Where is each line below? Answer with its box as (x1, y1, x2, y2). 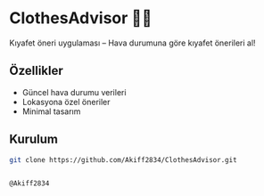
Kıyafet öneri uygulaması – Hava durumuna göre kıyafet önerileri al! (9, 37, 256, 48)
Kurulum (9, 132, 59, 147)
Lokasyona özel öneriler (21, 96, 111, 107)
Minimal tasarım (21, 106, 81, 117)
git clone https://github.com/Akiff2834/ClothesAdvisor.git (9, 155, 238, 164)
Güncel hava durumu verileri (21, 86, 127, 97)
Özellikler (9, 63, 64, 78)
